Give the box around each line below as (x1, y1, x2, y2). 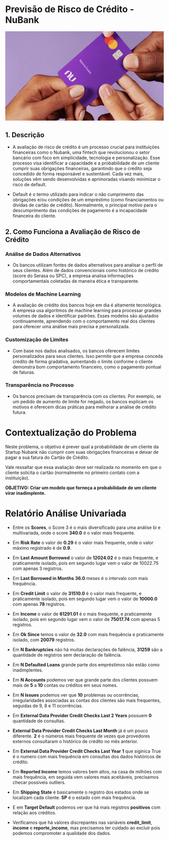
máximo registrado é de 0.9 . (12, 545, 72, 551)
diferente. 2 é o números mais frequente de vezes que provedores (12, 733, 150, 739)
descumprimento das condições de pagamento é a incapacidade (12, 207, 147, 214)
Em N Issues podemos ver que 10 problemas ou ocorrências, (12, 692, 140, 698)
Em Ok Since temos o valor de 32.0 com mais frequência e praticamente (12, 631, 164, 637)
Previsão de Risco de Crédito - (5, 4, 134, 15)
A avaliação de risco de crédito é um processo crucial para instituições (12, 144, 160, 150)
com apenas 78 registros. (12, 601, 66, 607)
